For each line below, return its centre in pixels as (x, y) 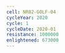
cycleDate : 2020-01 (31, 29)
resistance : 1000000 (33, 35)
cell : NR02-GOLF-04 (31, 12)
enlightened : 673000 (33, 40)
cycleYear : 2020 (27, 18)
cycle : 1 (17, 23)
